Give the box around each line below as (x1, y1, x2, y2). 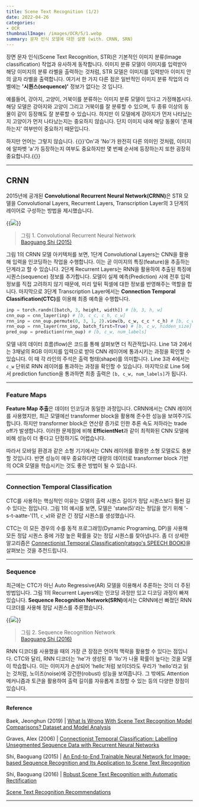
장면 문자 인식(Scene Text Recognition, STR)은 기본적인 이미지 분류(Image (6, 53, 182, 60)
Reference (6, 704, 33, 712)
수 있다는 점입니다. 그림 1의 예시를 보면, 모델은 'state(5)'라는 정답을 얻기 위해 (6, 505, 184, 512)
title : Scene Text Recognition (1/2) (6, 8, 99, 15)
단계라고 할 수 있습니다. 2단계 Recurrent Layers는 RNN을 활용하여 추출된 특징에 (6, 265, 191, 273)
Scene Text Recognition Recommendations (6, 789, 111, 796)
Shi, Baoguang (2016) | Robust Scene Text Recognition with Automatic (6, 771, 178, 778)
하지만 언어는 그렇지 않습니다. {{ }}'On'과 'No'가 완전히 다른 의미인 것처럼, (6, 138, 176, 145)
